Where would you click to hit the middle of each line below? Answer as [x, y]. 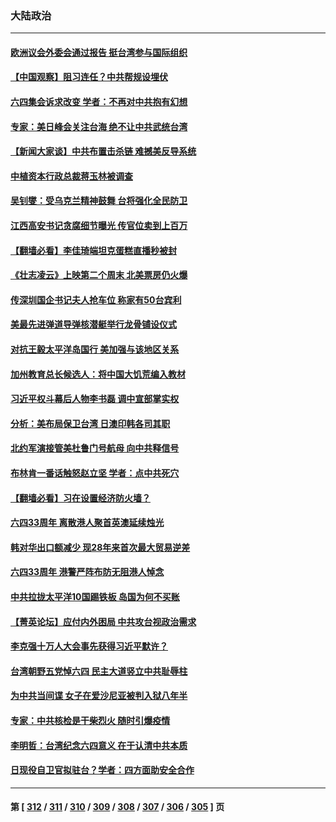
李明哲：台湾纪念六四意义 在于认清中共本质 [99, 745]
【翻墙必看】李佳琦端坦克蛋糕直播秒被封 [93, 250]
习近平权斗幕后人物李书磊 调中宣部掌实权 [95, 399]
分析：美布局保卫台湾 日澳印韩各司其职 [90, 423]
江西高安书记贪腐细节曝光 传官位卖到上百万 [99, 226]
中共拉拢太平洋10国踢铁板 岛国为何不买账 [95, 596]
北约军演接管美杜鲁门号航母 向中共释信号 [95, 448]
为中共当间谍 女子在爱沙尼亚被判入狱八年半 [99, 696]
